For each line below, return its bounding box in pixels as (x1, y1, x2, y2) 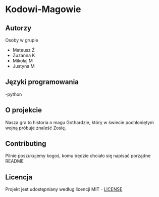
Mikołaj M (12, 58, 33, 64)
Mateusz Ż (12, 47, 35, 53)
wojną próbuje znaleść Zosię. (5, 125, 67, 131)
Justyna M (12, 63, 35, 69)
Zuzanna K (12, 52, 35, 58)
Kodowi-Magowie (5, 4, 82, 15)
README (5, 158, 24, 164)
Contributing (5, 139, 46, 148)
